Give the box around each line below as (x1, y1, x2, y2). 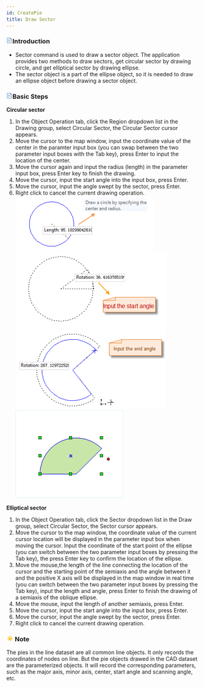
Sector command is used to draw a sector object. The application (15, 51, 180, 58)
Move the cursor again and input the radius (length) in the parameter (15, 164, 188, 171)
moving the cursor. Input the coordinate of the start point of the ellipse (15, 542, 192, 549)
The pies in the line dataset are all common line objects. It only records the (6, 649, 194, 656)
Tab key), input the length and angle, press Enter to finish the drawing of (15, 588, 197, 595)
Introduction (12, 37, 50, 46)
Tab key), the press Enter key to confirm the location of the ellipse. (15, 555, 183, 563)
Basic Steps (12, 92, 49, 101)
